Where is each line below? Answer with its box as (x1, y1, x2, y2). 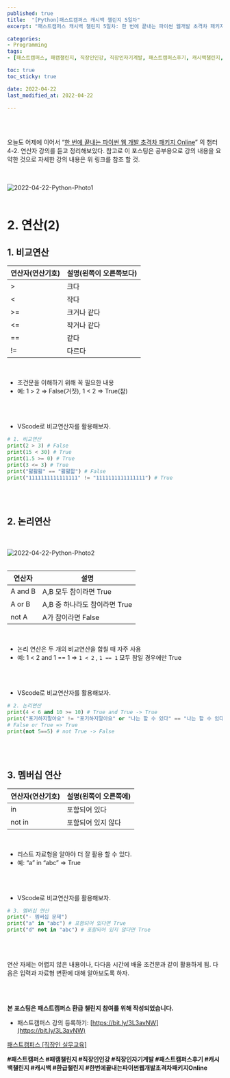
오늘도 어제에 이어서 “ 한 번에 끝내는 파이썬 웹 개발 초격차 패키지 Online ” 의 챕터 (7, 138, 218, 146)
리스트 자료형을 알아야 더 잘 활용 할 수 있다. (16, 849, 132, 858)
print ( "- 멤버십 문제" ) (7, 914, 68, 921)
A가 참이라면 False (42, 612, 100, 622)
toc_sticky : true (7, 73, 57, 80)
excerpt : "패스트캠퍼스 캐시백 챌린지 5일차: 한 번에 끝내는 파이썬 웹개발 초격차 (7, 23, 207, 30)
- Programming (7, 42, 48, 49)
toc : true (7, 67, 36, 73)
